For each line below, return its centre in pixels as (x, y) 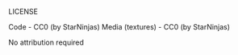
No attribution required (46, 42)
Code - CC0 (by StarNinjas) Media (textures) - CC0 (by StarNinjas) (119, 27)
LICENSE (23, 12)
